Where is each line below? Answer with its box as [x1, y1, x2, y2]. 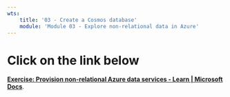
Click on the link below [7, 52, 140, 68]
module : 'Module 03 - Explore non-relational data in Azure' [19, 23, 199, 30]
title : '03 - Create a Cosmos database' [19, 17, 137, 23]
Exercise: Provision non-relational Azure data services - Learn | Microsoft [7, 75, 223, 83]
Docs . [7, 83, 24, 91]
